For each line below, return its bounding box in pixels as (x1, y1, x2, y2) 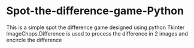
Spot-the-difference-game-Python (6, 4, 184, 18)
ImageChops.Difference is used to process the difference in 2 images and (6, 30, 189, 37)
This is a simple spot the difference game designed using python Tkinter (6, 24, 185, 31)
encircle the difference (6, 36, 62, 43)
